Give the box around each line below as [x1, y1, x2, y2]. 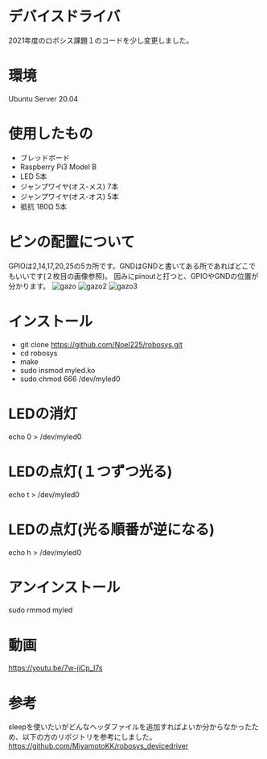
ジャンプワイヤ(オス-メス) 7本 [19, 181, 119, 191]
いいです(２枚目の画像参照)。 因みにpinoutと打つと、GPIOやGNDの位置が [14, 271, 259, 280]
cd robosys [19, 348, 58, 358]
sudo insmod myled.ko [19, 365, 96, 375]
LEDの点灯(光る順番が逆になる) [8, 521, 216, 538]
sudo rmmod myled [8, 605, 73, 615]
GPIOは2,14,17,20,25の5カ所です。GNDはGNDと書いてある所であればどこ [8, 261, 249, 271]
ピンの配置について [8, 233, 135, 251]
